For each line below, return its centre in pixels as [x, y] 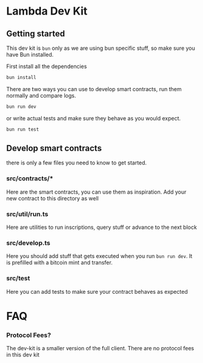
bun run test [23, 129]
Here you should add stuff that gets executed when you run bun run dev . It [99, 256]
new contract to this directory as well [52, 198]
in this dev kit [23, 355]
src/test [18, 279]
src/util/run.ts [27, 214]
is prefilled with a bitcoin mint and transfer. [60, 263]
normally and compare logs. [41, 95]
